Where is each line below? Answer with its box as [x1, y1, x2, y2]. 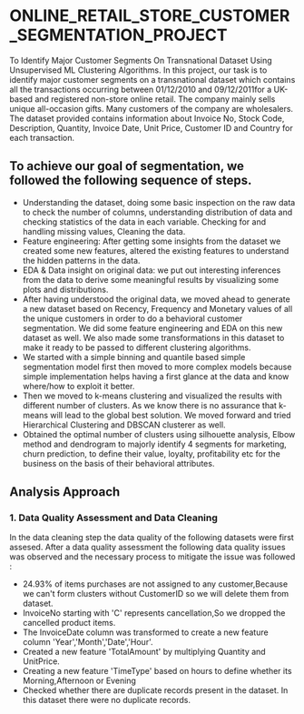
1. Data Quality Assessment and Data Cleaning [9, 511, 218, 524]
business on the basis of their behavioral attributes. [22, 458, 215, 468]
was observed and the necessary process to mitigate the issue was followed [9, 551, 296, 562]
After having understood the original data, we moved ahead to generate [22, 293, 290, 305]
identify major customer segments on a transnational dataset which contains [9, 74, 296, 85]
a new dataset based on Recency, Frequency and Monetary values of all [22, 303, 293, 314]
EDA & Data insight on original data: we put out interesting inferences [22, 265, 281, 276]
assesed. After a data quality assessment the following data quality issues [9, 542, 286, 553]
